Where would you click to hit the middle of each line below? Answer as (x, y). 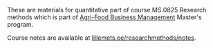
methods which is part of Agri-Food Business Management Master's (104, 17)
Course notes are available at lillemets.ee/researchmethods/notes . (102, 38)
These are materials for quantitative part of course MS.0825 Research (107, 10)
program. (20, 24)
